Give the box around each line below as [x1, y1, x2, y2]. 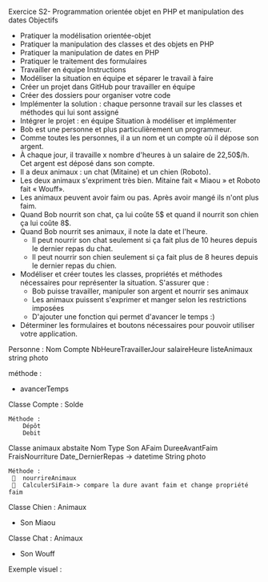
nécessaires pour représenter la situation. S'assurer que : [19, 278, 210, 287]
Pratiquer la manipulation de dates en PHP [19, 48, 160, 57]
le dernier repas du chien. [31, 261, 118, 270]
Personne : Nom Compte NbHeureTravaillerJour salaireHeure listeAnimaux [8, 345, 254, 354]
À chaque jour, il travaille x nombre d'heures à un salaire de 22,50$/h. [19, 150, 250, 160]
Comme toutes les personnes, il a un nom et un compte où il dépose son [19, 133, 259, 143]
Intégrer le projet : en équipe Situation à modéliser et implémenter [19, 116, 237, 125]
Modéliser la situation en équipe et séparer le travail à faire [19, 74, 214, 83]
